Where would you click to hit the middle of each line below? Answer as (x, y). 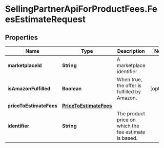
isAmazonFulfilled (29, 89)
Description (131, 51)
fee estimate (131, 132)
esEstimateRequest (45, 19)
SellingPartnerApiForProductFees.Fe (81, 9)
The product (131, 114)
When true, (130, 79)
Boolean (72, 89)
